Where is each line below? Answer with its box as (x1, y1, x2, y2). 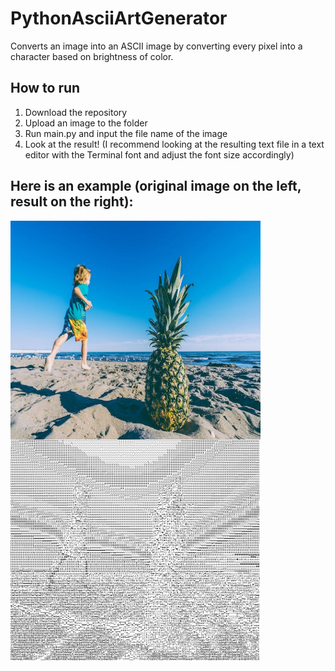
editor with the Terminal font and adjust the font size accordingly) (24, 148, 295, 161)
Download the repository (24, 106, 128, 118)
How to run (10, 80, 81, 97)
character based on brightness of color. (10, 50, 174, 62)
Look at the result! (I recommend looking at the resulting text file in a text (24, 138, 325, 150)
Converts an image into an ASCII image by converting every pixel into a (10, 40, 303, 52)
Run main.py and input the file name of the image (24, 127, 228, 139)
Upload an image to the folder (24, 117, 148, 129)
